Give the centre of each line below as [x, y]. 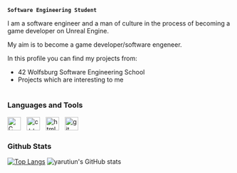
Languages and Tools [45, 105]
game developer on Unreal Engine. [58, 31]
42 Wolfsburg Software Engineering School [81, 72]
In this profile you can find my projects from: [72, 58]
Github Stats [30, 146]
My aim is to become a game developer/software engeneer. [95, 45]
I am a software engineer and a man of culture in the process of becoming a [119, 23]
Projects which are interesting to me [70, 79]
